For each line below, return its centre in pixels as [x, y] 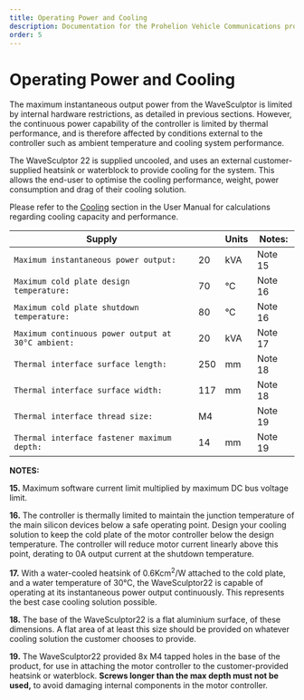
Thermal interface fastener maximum [93, 438]
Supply [101, 239]
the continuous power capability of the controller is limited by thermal [139, 124]
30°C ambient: [44, 343]
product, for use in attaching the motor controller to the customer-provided [149, 666]
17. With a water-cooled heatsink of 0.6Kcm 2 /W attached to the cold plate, [148, 572]
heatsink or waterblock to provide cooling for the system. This [159, 170]
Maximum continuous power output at [93, 334]
